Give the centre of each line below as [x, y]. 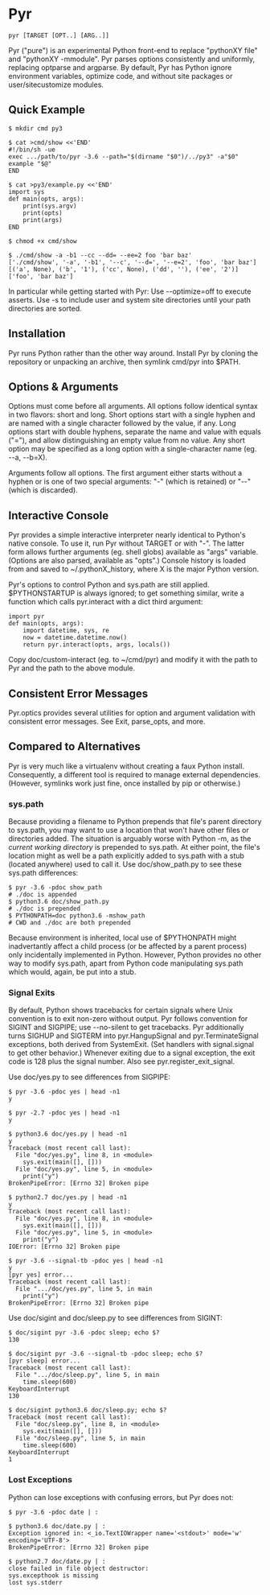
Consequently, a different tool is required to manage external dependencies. [135, 774]
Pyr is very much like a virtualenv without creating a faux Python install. [127, 766]
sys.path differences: [43, 873]
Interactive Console [59, 515]
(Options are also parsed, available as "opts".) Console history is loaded [127, 561]
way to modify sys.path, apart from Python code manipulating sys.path [126, 963]
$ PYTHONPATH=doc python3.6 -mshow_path [77, 916]
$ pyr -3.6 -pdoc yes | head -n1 [64, 1092]
